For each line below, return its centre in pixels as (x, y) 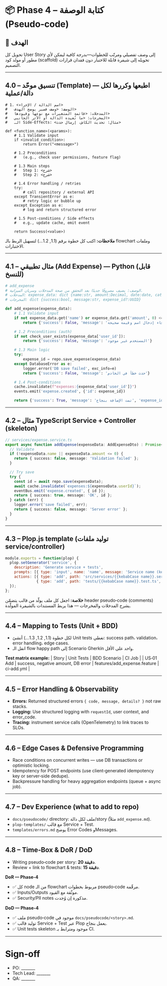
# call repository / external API (59, 192)
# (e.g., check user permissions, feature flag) (68, 157)
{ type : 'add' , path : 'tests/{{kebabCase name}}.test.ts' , (99, 581)
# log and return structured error (60, 210)
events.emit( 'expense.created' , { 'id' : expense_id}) (70, 391)
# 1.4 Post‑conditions (38, 382)
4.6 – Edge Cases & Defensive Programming (75, 748)
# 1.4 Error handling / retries (47, 183)
